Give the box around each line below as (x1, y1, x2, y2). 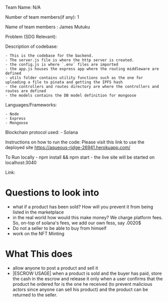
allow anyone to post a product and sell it (12, 265, 98, 271)
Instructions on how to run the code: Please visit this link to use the (5, 139, 145, 145)
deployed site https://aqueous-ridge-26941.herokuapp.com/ (5, 144, 131, 150)
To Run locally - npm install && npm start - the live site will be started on (5, 154, 155, 160)
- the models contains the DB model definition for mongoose (5, 93, 137, 98)
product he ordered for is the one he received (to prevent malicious (12, 281, 152, 287)
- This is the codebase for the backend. (5, 53, 94, 58)
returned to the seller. (12, 291, 58, 297)
